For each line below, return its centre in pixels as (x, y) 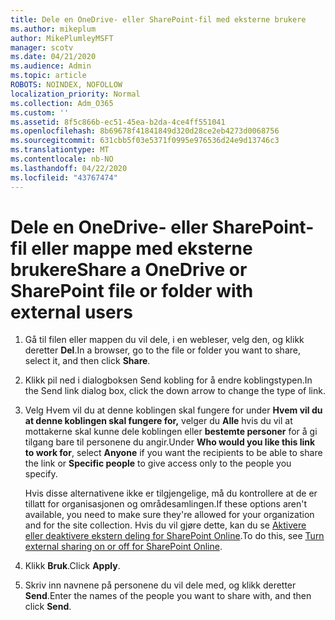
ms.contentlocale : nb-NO (62, 159)
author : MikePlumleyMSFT (62, 38)
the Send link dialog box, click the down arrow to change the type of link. (175, 391)
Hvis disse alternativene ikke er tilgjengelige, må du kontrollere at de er (171, 493)
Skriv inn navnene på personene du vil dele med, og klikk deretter (160, 585)
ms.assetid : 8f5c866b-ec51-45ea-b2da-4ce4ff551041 (118, 122)
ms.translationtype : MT (60, 150)
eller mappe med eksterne (142, 248)
